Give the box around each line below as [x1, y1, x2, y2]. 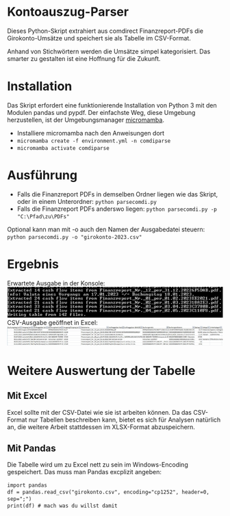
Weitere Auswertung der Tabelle [7, 363, 196, 378]
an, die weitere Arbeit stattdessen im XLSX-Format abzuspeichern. [7, 422, 195, 431]
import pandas [7, 482, 48, 489]
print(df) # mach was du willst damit [7, 502, 118, 510]
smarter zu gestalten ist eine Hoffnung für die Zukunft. [7, 54, 161, 62]
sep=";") [7, 495, 32, 503]
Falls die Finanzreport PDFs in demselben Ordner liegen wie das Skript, [16, 190, 218, 198]
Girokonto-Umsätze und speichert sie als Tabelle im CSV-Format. [7, 34, 192, 42]
